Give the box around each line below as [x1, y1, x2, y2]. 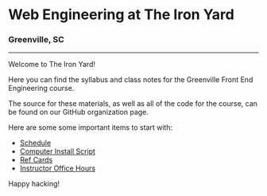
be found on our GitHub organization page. [8, 108, 149, 117]
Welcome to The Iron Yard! [8, 60, 95, 69]
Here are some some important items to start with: [8, 123, 173, 132]
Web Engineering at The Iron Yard [8, 6, 234, 24]
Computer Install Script [19, 147, 95, 156]
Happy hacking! [8, 179, 60, 189]
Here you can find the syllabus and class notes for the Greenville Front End [8, 75, 253, 84]
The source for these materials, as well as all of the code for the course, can [8, 99, 258, 108]
